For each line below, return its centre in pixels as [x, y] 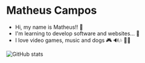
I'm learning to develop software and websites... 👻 [77, 33]
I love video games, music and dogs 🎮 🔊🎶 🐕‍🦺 [73, 40]
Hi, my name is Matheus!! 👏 [49, 27]
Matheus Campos [52, 10]
